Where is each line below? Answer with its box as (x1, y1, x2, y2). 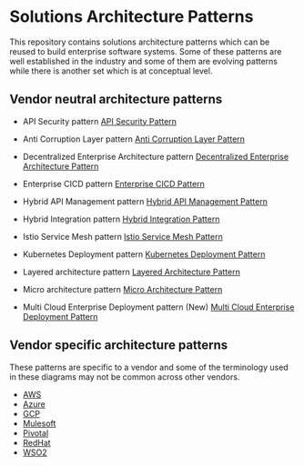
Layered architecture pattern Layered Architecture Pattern (22, 266, 241, 277)
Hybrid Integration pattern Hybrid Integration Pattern (22, 213, 220, 224)
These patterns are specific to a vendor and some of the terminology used (9, 362, 289, 372)
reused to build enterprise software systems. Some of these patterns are (9, 45, 282, 56)
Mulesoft (22, 418, 56, 429)
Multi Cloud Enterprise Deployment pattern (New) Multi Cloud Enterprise (22, 302, 295, 312)
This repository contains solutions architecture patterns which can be (9, 36, 270, 47)
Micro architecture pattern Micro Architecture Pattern (22, 283, 223, 294)
